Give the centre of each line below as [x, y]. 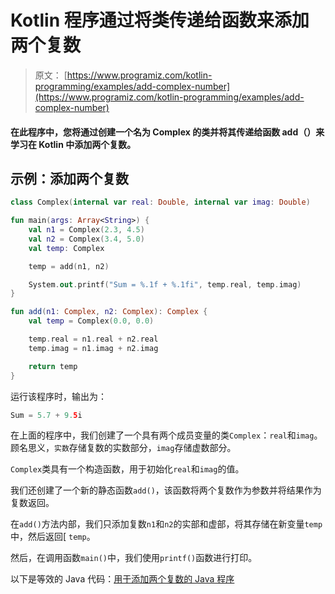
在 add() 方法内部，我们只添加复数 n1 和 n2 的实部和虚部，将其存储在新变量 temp [166, 524]
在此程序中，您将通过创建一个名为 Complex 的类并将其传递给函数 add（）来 [167, 132]
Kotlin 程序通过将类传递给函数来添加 [160, 20]
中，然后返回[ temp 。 [53, 537]
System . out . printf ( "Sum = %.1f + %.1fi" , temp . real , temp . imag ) [165, 284]
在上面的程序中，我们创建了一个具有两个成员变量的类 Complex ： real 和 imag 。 [166, 435]
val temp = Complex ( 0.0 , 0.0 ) [91, 321]
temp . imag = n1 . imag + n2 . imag [93, 348]
